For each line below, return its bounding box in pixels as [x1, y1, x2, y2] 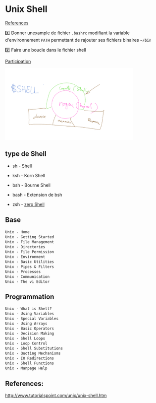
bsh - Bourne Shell [12, 182, 51, 188]
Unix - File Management [5, 239, 54, 244]
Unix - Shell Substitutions [5, 346, 63, 351]
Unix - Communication [5, 274, 50, 279]
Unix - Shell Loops [5, 336, 46, 341]
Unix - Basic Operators [5, 326, 54, 331]
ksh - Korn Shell [12, 172, 46, 178]
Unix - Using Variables [5, 311, 54, 316]
